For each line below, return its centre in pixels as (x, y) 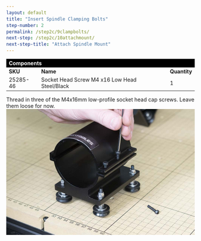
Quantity (181, 71)
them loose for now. (31, 106)
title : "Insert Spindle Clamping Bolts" (57, 19)
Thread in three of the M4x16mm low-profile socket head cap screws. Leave (100, 100)
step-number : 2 (25, 25)
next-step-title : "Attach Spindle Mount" (59, 44)
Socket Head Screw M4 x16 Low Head (89, 80)
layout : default (26, 13)
